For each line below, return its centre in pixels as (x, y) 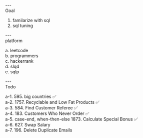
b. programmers (22, 56)
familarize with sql (31, 20)
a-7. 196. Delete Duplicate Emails (39, 130)
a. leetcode (17, 50)
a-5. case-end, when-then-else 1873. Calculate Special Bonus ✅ (72, 119)
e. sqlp (12, 72)
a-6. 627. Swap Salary (28, 125)
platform (14, 41)
